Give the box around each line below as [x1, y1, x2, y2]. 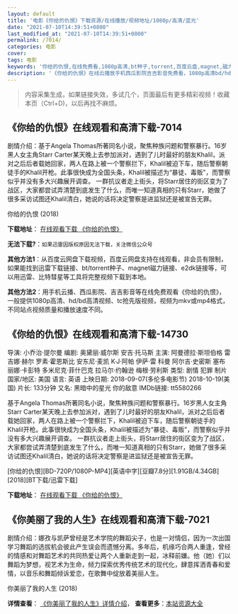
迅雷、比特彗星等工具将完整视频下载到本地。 [19, 273, 150, 281]
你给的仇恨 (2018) [7, 210, 59, 218]
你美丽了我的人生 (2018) [7, 584, 78, 592]
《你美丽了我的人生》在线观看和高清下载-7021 [7, 513, 210, 525]
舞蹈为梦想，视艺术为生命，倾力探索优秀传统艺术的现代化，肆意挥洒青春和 [7, 560, 225, 569]
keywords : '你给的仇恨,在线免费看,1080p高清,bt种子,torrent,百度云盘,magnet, [7, 63, 223, 70]
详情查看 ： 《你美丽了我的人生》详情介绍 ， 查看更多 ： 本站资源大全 [7, 599, 203, 608]
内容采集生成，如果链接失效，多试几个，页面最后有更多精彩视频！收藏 [24, 90, 230, 98]
